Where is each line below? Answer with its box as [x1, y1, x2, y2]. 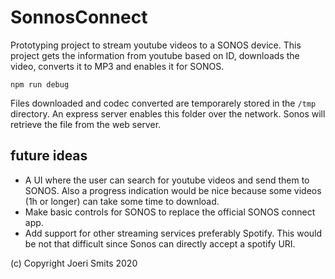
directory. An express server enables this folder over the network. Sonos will [10, 107, 326, 120]
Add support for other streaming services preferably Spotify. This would [24, 227, 323, 239]
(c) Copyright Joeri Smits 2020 [10, 257, 138, 269]
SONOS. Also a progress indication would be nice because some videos [24, 184, 322, 196]
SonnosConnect [10, 6, 148, 29]
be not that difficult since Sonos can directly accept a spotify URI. [24, 237, 296, 250]
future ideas [10, 147, 88, 165]
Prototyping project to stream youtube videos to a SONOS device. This [10, 39, 302, 51]
